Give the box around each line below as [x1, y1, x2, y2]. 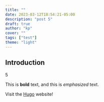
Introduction [5, 58, 45, 67]
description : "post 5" [5, 16, 53, 21]
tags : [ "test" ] [5, 35, 37, 40]
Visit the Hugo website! [5, 91, 54, 97]
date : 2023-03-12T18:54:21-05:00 [5, 12, 75, 17]
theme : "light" [5, 40, 37, 45]
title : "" [5, 7, 26, 12]
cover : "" [5, 30, 26, 35]
